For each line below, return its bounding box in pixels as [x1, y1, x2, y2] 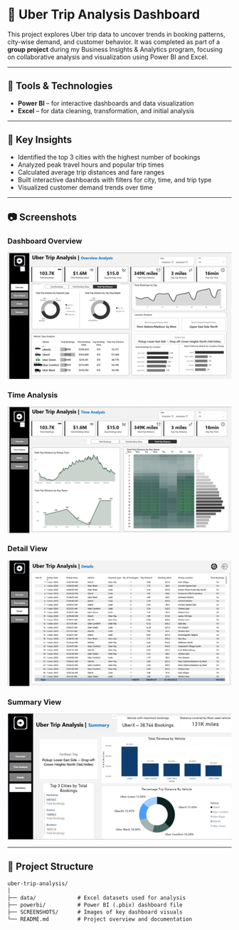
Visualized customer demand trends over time [17, 183, 153, 192]
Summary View [7, 697, 62, 707]
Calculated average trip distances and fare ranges [17, 167, 165, 177]
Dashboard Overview [7, 236, 83, 246]
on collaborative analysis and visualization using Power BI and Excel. [7, 53, 208, 61]
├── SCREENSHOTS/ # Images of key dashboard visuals [7, 908, 183, 916]
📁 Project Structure [7, 860, 94, 872]
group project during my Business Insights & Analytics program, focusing [7, 45, 223, 53]
